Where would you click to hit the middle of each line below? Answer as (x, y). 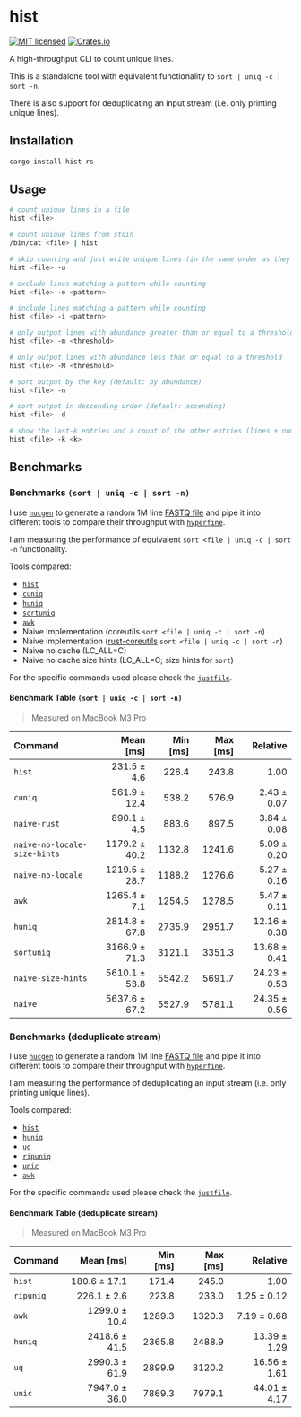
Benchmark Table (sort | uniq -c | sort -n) (96, 698)
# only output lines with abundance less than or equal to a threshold (146, 357)
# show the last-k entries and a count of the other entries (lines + (144, 431)
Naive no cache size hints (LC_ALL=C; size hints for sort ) (128, 660)
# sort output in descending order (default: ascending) (118, 407)
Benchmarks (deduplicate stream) (85, 1037)
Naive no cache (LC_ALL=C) (74, 650)
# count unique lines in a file (69, 210)
